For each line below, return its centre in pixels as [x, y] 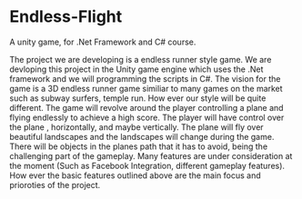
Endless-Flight [66, 17]
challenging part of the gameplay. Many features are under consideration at [151, 155]
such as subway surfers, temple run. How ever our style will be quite [138, 98]
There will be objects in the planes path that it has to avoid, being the [139, 146]
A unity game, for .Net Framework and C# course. [103, 42]
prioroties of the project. [55, 184]
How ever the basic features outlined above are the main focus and [135, 175]
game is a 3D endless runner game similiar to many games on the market [146, 88]
